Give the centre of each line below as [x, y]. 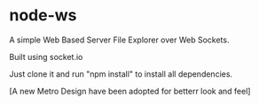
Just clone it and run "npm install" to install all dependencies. [121, 74]
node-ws [43, 15]
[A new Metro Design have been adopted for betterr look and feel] [130, 91]
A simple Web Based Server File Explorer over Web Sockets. [119, 40]
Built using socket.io [46, 56]
